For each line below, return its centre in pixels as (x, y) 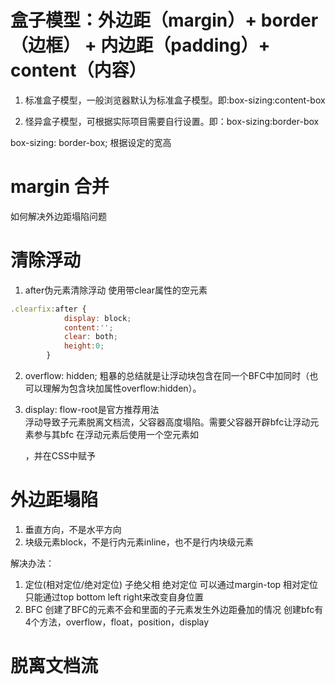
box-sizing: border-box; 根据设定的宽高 (91, 142)
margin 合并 (60, 187)
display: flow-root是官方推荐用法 (92, 410)
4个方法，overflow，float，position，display (117, 622)
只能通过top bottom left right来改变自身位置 (114, 597)
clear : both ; (90, 337)
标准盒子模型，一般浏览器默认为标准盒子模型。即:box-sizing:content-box (175, 100)
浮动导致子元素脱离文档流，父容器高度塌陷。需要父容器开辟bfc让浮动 (167, 422)
